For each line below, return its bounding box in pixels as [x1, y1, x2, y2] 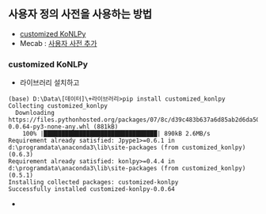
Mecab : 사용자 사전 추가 [19, 38, 97, 48]
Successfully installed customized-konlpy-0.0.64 [8, 185, 176, 193]
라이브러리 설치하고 [19, 78, 80, 87]
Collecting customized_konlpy [8, 102, 108, 110]
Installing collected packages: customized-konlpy [8, 178, 179, 186]
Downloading [15, 109, 55, 117]
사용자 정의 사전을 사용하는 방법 [8, 7, 153, 21]
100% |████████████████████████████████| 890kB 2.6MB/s [22, 130, 211, 138]
